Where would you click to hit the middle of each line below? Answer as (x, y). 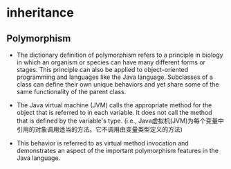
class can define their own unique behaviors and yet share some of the (118, 84)
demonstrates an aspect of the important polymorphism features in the (118, 151)
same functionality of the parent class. (71, 92)
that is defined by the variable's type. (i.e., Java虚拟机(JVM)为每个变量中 (120, 121)
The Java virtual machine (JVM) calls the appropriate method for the (114, 105)
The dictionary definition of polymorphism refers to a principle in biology (120, 55)
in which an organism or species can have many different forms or (111, 62)
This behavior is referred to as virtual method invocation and (103, 143)
